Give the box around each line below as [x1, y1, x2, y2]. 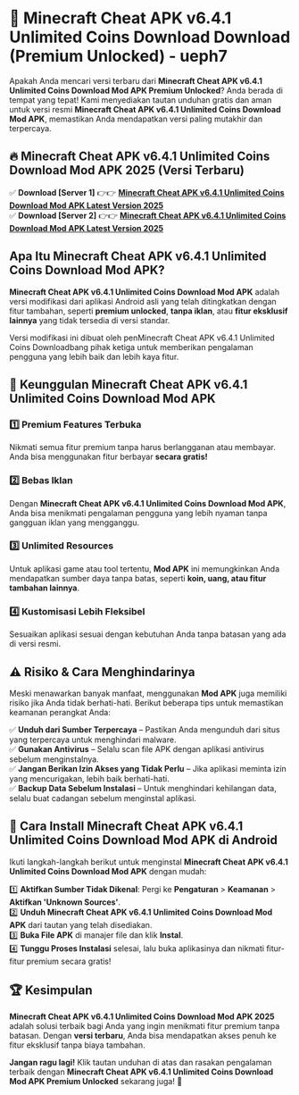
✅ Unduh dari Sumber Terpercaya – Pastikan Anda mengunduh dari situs [9, 723, 280, 735]
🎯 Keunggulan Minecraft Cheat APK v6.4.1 [9, 377, 248, 392]
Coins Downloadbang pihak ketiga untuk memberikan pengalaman [9, 341, 254, 352]
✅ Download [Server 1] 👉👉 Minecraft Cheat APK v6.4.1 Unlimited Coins [9, 187, 285, 197]
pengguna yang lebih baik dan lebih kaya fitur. [9, 351, 179, 362]
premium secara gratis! [26, 956, 112, 966]
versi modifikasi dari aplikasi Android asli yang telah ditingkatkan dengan [9, 296, 277, 306]
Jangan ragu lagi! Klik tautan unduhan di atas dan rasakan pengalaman [9, 1057, 272, 1067]
